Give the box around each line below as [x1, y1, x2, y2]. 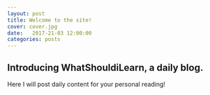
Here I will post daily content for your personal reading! [7, 80, 166, 88]
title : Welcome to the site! [7, 17, 92, 24]
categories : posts [7, 36, 61, 43]
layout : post [7, 10, 45, 17]
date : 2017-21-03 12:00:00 [7, 29, 92, 37]
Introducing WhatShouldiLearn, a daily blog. [7, 62, 204, 74]
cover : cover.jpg [7, 23, 58, 30]
